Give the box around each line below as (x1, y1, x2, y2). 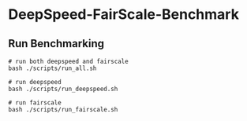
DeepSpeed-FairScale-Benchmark (8, 5, 239, 24)
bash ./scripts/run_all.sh (8, 64, 97, 72)
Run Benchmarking (8, 37, 105, 50)
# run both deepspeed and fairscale (8, 57, 129, 65)
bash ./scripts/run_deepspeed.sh (8, 85, 118, 93)
